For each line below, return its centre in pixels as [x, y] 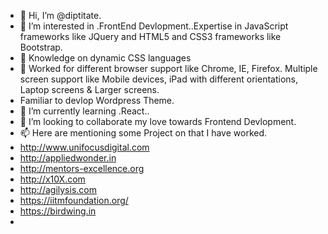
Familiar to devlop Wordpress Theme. [97, 100]
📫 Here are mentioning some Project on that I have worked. [143, 133]
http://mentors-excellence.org [82, 168]
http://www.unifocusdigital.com [84, 147]
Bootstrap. [41, 47]
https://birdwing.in [58, 211]
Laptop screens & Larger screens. [89, 89]
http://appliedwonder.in [68, 158]
